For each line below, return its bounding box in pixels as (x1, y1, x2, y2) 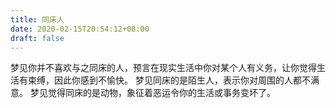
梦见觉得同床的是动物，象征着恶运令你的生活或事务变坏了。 (29, 87, 276, 99)
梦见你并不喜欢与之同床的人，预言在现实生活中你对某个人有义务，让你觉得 (10, 62, 317, 74)
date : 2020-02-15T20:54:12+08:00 (10, 24, 150, 34)
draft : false (10, 33, 65, 43)
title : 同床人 (10, 14, 65, 25)
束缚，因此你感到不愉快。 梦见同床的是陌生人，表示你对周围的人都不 (27, 74, 311, 86)
